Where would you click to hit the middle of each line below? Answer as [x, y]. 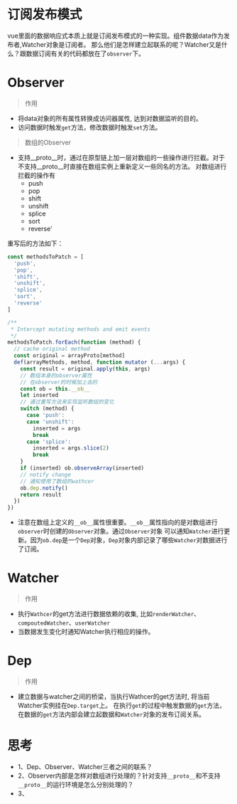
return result [41, 494]
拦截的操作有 [36, 175]
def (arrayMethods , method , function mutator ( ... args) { [100, 362]
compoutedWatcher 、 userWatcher [64, 623]
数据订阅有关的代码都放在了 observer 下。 [86, 53]
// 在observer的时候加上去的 [59, 382]
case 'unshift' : [50, 422]
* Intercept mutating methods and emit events [81, 329]
